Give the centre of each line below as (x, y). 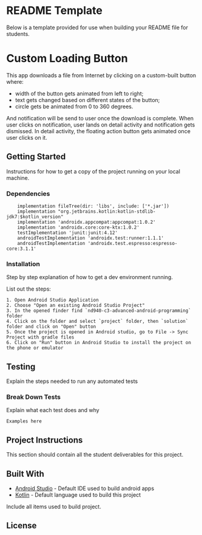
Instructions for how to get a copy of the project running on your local (93, 171)
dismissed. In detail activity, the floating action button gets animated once (99, 131)
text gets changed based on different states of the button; (87, 100)
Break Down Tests (34, 397)
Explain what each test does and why (53, 410)
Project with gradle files (40, 337)
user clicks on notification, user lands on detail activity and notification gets (101, 125)
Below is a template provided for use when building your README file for (97, 27)
